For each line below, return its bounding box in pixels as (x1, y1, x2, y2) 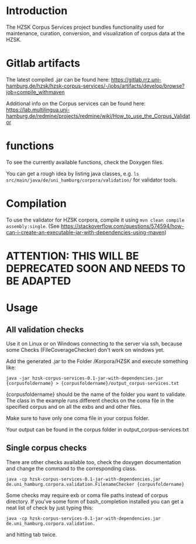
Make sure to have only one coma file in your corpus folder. (6, 414, 150, 421)
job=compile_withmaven (6, 88, 65, 95)
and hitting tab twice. (6, 530, 57, 538)
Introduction (6, 4, 68, 18)
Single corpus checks (6, 443, 87, 453)
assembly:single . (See (6, 222, 60, 230)
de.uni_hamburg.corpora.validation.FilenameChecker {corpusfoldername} (6, 481, 184, 487)
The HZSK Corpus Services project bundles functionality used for (6, 23, 164, 31)
